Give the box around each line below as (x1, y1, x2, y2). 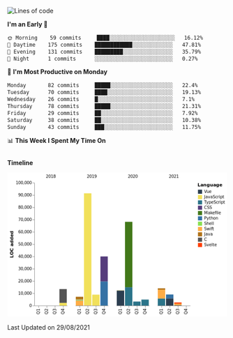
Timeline (7, 159, 33, 167)
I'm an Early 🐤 (7, 20, 48, 28)
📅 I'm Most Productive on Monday (7, 68, 108, 76)
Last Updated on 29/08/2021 (7, 323, 91, 332)
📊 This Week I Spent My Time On (7, 137, 106, 144)
